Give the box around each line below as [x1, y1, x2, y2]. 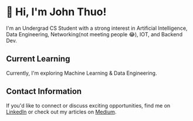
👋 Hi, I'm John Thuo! [6, 5, 107, 19]
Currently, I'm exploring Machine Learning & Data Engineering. [6, 70, 157, 77]
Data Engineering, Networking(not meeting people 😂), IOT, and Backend [6, 30, 183, 37]
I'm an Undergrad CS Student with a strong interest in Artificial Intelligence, [6, 25, 188, 32]
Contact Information [6, 87, 82, 96]
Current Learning [6, 54, 70, 64]
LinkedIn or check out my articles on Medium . [6, 108, 117, 115]
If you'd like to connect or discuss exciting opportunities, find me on [6, 102, 171, 109]
